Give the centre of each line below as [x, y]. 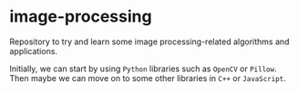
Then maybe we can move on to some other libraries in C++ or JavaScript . [148, 78]
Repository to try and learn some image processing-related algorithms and [149, 41]
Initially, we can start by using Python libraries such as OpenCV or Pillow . [143, 69]
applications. [33, 51]
